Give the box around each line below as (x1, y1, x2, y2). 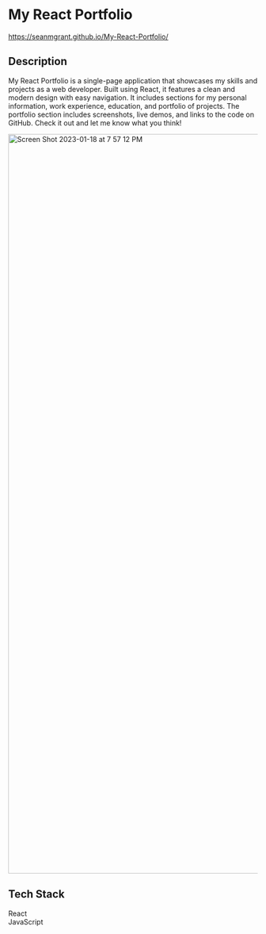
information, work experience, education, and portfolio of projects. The (8, 101, 240, 110)
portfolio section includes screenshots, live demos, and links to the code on (8, 110, 255, 119)
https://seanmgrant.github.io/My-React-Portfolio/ (8, 32, 169, 41)
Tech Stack (8, 887, 65, 901)
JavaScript (8, 917, 44, 926)
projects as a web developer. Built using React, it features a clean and (8, 84, 236, 94)
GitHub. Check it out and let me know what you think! (8, 117, 182, 128)
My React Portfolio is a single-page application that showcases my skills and (8, 75, 258, 85)
